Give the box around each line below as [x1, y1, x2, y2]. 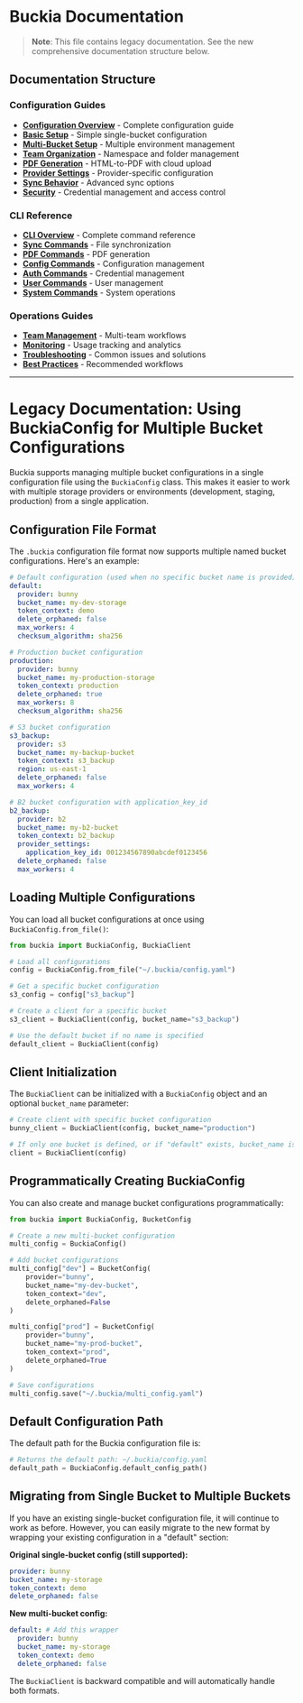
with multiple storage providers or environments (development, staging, [9, 486, 275, 497]
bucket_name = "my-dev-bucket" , [25, 1281, 140, 1290]
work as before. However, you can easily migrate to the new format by [9, 1522, 271, 1533]
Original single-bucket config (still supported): [9, 1549, 188, 1560]
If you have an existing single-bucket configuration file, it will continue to [9, 1513, 280, 1523]
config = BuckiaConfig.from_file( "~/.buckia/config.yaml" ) [9, 965, 236, 975]
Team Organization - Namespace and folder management [22, 148, 240, 159]
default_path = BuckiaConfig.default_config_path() [9, 1464, 207, 1473]
